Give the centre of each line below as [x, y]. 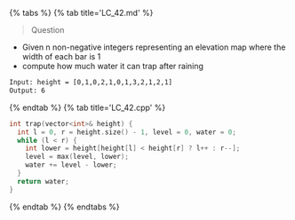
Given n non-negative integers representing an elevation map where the [154, 47]
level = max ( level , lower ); [77, 157]
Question [48, 30]
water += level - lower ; [71, 165]
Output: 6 [28, 90]
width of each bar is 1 [61, 56]
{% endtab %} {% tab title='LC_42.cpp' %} [88, 107]
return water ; [43, 181]
